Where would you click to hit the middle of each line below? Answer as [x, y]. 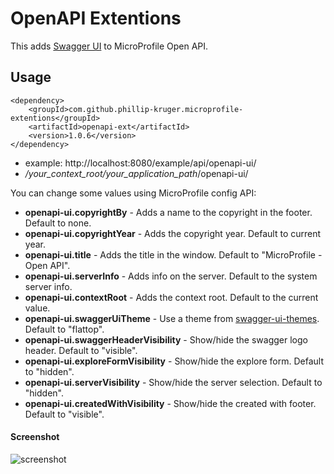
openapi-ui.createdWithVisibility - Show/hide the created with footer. [170, 403]
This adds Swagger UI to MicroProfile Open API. [109, 46]
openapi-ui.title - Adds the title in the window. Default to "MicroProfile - [173, 254]
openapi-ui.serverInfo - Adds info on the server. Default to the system [171, 276]
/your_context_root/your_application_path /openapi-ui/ [136, 173]
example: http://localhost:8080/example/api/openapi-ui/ [140, 163]
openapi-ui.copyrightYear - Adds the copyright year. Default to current [173, 233]
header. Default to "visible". [81, 350]
